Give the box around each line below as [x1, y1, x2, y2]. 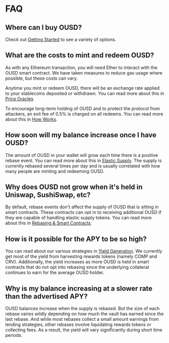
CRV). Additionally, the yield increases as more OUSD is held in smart [5, 259, 149, 265]
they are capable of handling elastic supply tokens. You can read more [5, 215, 152, 221]
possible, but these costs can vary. [5, 75, 78, 81]
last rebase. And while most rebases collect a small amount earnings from [5, 316, 159, 322]
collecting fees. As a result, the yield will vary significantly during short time [5, 327, 162, 333]
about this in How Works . [5, 116, 58, 122]
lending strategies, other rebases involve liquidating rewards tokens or [5, 321, 151, 328]
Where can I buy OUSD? [5, 23, 82, 32]
